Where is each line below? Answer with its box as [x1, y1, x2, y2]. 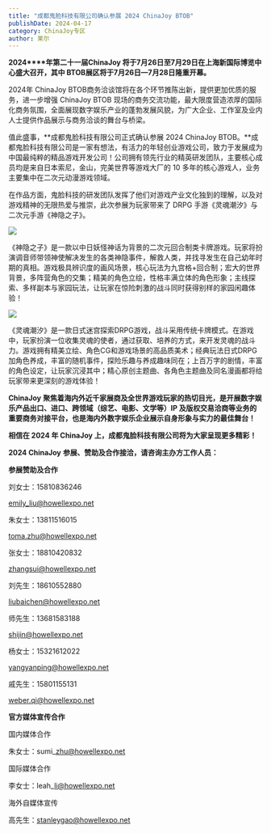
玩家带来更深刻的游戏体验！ [8, 376, 101, 386]
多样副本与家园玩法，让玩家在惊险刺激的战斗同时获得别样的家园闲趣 [22, 283, 248, 293]
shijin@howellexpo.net [8, 630, 83, 640]
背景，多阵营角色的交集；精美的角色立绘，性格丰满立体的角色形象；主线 [8, 273, 248, 283]
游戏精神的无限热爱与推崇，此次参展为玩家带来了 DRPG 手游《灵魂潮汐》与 [8, 200, 258, 210]
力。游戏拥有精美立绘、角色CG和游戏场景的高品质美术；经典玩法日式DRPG [8, 345, 258, 356]
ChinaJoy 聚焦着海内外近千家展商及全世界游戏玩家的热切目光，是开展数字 [8, 393, 256, 403]
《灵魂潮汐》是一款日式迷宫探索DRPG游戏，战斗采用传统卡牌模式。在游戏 [8, 325, 254, 336]
